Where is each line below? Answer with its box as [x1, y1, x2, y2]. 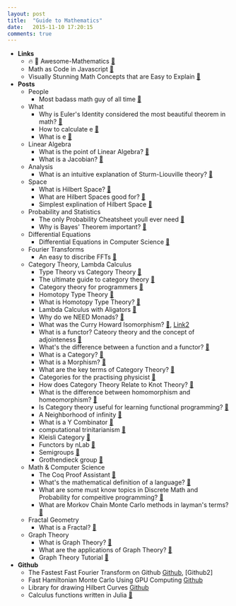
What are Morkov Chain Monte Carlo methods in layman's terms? [38, 501, 229, 509]
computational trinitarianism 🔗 [38, 426, 126, 434]
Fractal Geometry [28, 515, 79, 524]
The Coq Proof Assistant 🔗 [38, 471, 117, 479]
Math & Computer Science [28, 463, 105, 472]
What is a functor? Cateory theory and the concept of [38, 328, 195, 337]
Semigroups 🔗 [38, 448, 80, 457]
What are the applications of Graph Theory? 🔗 [38, 546, 172, 554]
